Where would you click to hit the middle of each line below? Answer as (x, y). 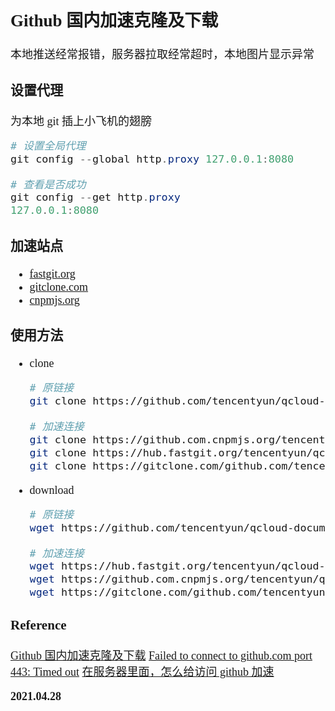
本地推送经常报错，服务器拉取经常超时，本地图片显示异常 (162, 55)
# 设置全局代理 (48, 145)
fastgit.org (52, 274)
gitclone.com (59, 287)
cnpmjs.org (54, 300)
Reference (38, 625)
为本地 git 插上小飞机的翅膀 (81, 121)
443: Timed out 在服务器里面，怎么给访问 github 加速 (142, 672)
